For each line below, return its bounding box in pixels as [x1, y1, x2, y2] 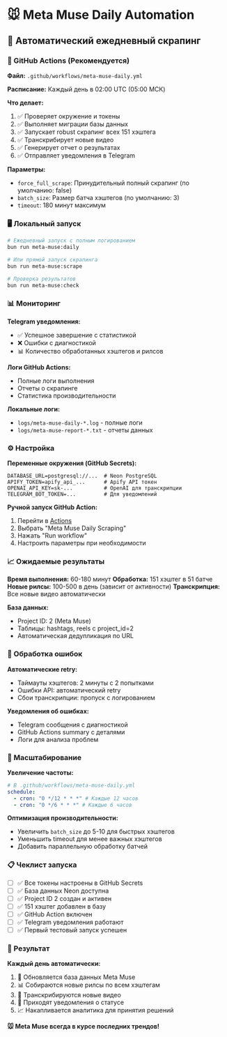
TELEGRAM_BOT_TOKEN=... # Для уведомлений [7, 491, 157, 498]
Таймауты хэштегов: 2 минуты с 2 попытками [17, 679, 155, 687]
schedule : [7, 788, 36, 795]
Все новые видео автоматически [7, 590, 106, 598]
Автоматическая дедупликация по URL [17, 632, 134, 640]
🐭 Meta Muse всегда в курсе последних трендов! [7, 1022, 160, 1031]
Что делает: [7, 98, 44, 107]
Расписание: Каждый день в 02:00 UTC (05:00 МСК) [7, 84, 166, 93]
